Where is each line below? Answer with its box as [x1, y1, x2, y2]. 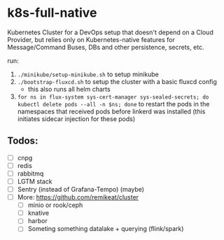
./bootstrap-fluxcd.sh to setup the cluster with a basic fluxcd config [17, 77, 217, 85]
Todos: [7, 135, 38, 147]
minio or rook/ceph [27, 201, 83, 209]
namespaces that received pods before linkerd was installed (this [17, 107, 206, 115]
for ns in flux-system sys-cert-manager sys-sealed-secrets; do [17, 93, 209, 101]
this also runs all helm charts [27, 85, 111, 93]
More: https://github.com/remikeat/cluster [17, 193, 139, 202]
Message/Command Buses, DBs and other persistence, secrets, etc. [7, 43, 204, 51]
